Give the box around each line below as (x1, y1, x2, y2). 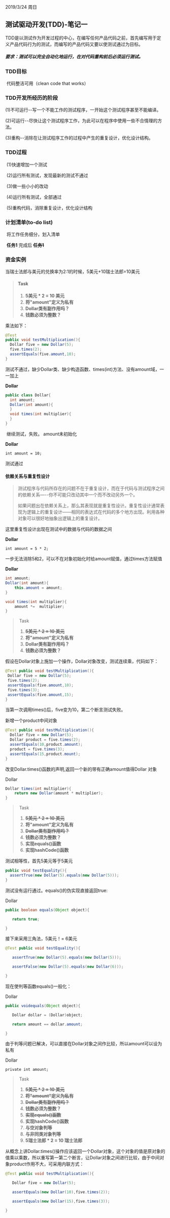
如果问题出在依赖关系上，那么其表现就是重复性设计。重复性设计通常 (17, 503, 160, 509)
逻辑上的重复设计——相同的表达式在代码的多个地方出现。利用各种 (26, 509, 165, 515)
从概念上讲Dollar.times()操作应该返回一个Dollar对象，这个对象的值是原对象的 (5, 1148, 165, 1154)
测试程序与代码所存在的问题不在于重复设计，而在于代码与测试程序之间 (17, 485, 165, 492)
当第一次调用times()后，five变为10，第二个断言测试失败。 (5, 707, 126, 713)
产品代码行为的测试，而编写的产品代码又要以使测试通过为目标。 (9, 41, 143, 47)
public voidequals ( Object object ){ (5, 1003, 81, 1008)
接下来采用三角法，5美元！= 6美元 (5, 936, 78, 942)
